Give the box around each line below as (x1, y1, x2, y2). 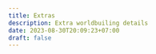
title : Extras (8, 11, 56, 20)
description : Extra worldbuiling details (8, 19, 149, 27)
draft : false (8, 33, 52, 42)
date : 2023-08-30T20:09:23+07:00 (8, 26, 120, 34)
